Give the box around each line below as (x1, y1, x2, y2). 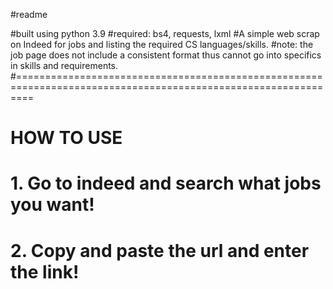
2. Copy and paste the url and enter (10, 239, 310, 262)
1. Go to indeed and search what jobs (10, 172, 322, 195)
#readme (10, 9, 48, 20)
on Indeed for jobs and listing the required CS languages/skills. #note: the (10, 39, 314, 50)
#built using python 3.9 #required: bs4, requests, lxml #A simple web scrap (10, 28, 320, 39)
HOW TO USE (10, 127, 123, 149)
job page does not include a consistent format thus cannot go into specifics (10, 49, 322, 61)
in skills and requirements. (10, 60, 119, 71)
